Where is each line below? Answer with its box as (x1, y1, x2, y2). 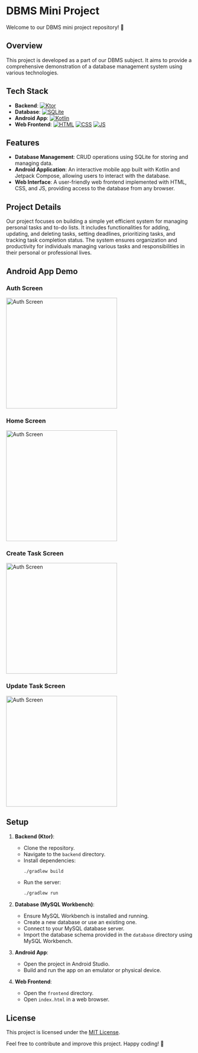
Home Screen (6, 417, 46, 425)
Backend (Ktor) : (14, 833, 55, 840)
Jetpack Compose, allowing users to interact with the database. (14, 173, 170, 180)
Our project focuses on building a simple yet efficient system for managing (6, 217, 188, 225)
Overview (6, 41, 43, 51)
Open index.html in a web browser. (23, 996, 110, 1003)
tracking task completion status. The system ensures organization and (6, 236, 177, 243)
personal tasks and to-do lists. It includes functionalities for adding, (6, 224, 170, 231)
